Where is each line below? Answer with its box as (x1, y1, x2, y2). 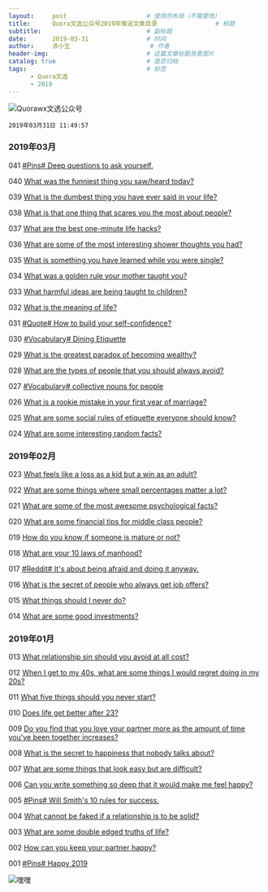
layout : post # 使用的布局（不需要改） (8, 11, 221, 20)
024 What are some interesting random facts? (8, 428, 162, 438)
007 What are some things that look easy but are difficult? (8, 764, 202, 774)
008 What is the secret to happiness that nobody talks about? (8, 748, 215, 758)
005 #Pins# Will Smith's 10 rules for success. (8, 795, 160, 806)
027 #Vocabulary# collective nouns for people (8, 381, 164, 391)
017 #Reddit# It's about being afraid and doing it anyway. (8, 564, 199, 574)
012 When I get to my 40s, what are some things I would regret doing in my (8, 668, 260, 678)
